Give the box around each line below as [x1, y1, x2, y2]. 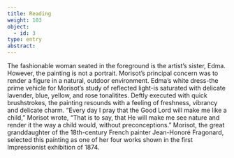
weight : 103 [7, 17, 42, 24]
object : [7, 23, 30, 30]
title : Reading [7, 10, 52, 17]
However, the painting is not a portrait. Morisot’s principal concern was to [7, 69, 219, 77]
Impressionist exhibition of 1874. [7, 143, 100, 151]
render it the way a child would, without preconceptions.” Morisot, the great [7, 121, 225, 129]
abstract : [7, 42, 36, 49]
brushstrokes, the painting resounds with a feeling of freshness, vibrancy [7, 99, 218, 106]
